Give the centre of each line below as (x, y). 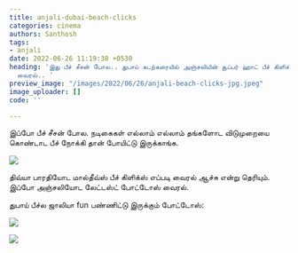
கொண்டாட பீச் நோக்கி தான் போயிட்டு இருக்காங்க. (94, 143)
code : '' (25, 100)
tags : (19, 42)
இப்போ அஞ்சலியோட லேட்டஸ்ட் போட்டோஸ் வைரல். (99, 187)
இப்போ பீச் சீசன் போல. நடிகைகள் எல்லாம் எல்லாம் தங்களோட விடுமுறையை (139, 133)
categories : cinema (45, 26)
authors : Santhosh (43, 34)
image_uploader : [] (45, 91)
